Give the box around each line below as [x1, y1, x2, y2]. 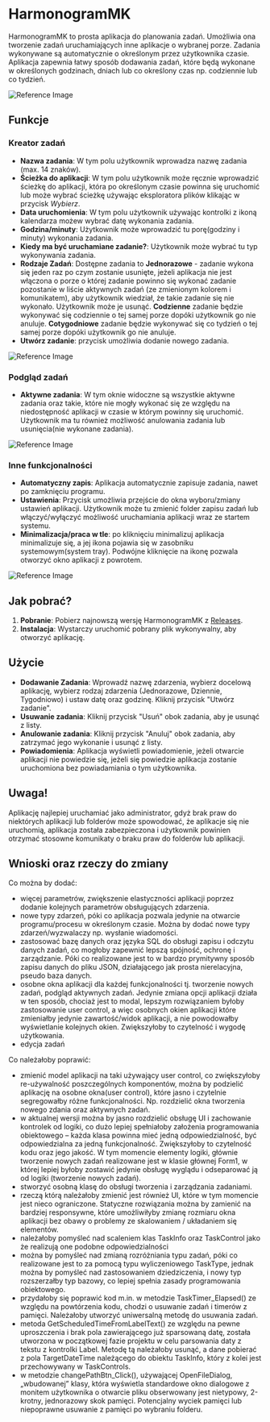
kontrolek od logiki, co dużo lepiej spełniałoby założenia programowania [19, 1122, 260, 1132]
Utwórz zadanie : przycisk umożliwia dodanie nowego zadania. [19, 335, 230, 345]
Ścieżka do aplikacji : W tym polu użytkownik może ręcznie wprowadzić [19, 173, 260, 182]
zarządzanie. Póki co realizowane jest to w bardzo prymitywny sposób [19, 954, 255, 963]
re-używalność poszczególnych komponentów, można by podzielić [19, 1079, 244, 1089]
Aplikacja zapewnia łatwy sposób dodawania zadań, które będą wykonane [8, 57, 255, 67]
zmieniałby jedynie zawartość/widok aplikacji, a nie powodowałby [19, 1013, 239, 1024]
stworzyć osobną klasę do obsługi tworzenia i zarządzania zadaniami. [19, 1182, 252, 1191]
